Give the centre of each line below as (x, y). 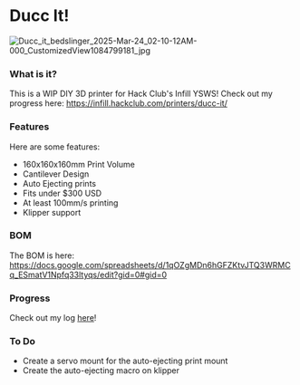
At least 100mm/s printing (70, 202)
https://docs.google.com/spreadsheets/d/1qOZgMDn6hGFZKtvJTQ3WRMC (150, 265)
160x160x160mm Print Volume (79, 164)
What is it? (33, 73)
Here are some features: (55, 147)
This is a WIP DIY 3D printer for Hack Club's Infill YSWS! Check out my (141, 94)
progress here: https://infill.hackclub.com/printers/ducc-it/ (119, 103)
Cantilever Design (56, 174)
